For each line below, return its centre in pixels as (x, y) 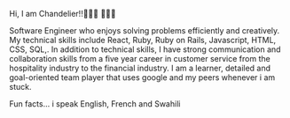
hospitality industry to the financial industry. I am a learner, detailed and (140, 68)
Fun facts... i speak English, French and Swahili (95, 104)
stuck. (20, 87)
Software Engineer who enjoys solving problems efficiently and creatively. (145, 30)
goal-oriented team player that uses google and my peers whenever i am (142, 77)
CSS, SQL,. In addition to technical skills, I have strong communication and (145, 49)
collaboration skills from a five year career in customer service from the (140, 59)
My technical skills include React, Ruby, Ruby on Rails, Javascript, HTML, (143, 40)
